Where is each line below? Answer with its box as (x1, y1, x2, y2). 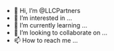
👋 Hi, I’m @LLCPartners (13, 7, 81, 14)
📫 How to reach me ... (13, 37, 78, 44)
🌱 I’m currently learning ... (13, 21, 88, 29)
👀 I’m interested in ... (13, 14, 73, 22)
